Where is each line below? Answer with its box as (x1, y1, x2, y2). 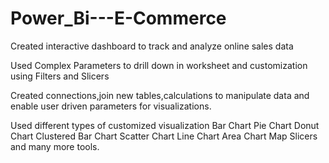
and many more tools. (10, 140, 100, 152)
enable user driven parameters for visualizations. (10, 100, 212, 112)
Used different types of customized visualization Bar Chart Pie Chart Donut (10, 119, 320, 131)
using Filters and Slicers (10, 70, 110, 82)
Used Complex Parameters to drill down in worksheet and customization (10, 59, 308, 71)
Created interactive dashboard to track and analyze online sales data (10, 40, 294, 52)
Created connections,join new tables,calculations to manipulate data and (10, 89, 310, 101)
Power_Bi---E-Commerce (10, 7, 227, 30)
